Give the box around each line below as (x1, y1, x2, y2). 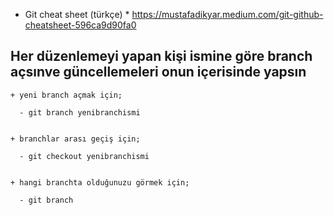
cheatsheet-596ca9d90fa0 (24, 19, 137, 31)
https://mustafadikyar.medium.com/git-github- (131, 9, 324, 20)
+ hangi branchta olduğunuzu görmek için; (10, 177, 190, 188)
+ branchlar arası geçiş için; (10, 134, 141, 144)
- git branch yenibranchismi (19, 107, 141, 118)
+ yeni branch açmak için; (10, 90, 123, 100)
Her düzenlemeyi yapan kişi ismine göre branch (10, 48, 313, 65)
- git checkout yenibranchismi (19, 151, 150, 161)
